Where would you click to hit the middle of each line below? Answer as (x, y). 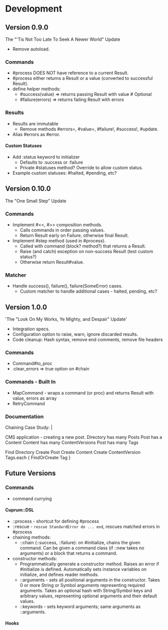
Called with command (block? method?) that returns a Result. (83, 246)
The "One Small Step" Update (36, 201)
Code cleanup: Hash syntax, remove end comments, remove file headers (87, 340)
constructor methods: (35, 558)
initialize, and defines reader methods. (59, 574)
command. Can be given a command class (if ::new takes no (82, 548)
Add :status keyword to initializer (46, 157)
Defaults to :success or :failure (51, 162)
